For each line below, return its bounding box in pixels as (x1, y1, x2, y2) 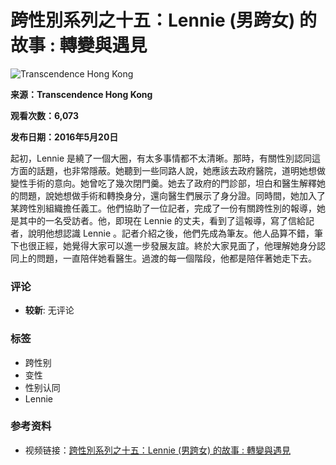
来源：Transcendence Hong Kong (10, 88, 153, 100)
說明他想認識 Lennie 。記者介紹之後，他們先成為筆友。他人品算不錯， (27, 227, 315, 239)
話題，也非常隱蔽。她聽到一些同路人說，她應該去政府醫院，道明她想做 (36, 164, 326, 176)
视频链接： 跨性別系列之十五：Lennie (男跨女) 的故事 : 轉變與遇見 (24, 444, 291, 456)
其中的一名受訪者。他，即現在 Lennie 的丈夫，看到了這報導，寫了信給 (18, 214, 307, 226)
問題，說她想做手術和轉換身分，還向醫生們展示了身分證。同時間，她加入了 (18, 189, 326, 201)
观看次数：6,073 (10, 109, 80, 121)
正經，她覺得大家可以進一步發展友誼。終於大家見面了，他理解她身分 (36, 239, 317, 251)
